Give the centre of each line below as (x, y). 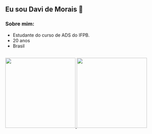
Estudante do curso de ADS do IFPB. (51, 35)
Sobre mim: (20, 24)
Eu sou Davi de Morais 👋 (44, 9)
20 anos (21, 40)
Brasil (19, 46)
